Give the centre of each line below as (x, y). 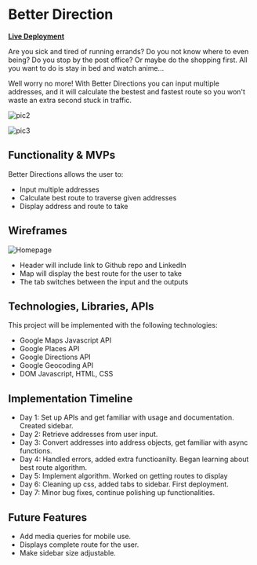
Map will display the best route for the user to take (101, 273)
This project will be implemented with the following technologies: (113, 325)
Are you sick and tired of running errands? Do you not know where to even (128, 51)
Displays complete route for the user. (79, 545)
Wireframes (38, 231)
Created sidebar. (46, 426)
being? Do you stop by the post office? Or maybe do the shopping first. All (128, 60)
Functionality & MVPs (62, 155)
